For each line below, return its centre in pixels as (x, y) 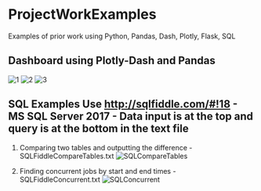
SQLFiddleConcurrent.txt (60, 179)
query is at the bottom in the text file (99, 129)
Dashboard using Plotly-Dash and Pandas (112, 61)
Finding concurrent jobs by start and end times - (98, 171)
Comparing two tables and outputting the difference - (106, 147)
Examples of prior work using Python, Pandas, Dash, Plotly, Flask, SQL (122, 36)
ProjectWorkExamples (82, 14)
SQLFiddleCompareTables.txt (67, 156)
